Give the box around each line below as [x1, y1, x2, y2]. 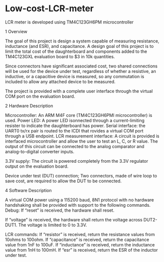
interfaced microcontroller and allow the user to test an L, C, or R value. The [5, 138, 158, 144]
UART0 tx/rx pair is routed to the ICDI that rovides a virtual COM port [5, 128, 143, 133]
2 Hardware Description [5, 103, 53, 109]
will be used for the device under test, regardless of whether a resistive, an [5, 68, 156, 74]
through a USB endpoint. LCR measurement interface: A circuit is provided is [5, 133, 160, 139]
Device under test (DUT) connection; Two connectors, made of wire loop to [5, 173, 158, 178]
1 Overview [5, 28, 28, 34]
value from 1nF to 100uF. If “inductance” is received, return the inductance [5, 241, 155, 247]
